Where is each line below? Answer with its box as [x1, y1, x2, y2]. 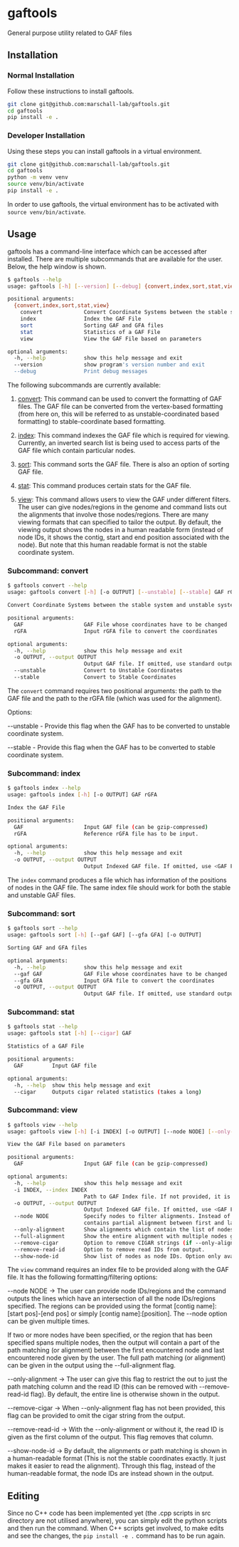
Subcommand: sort [7, 908, 76, 918]
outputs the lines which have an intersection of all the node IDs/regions [7, 1294, 216, 1303]
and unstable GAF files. [7, 890, 76, 899]
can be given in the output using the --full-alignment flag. [7, 1361, 176, 1370]
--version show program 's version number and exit [14, 361, 205, 368]
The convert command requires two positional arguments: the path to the [7, 686, 222, 695]
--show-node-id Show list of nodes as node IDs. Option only [14, 1252, 221, 1260]
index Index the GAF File [20, 316, 142, 323]
